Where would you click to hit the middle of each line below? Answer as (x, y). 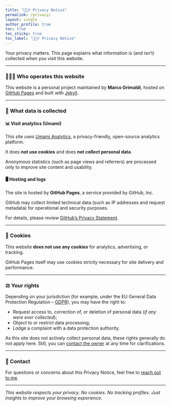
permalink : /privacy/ (28, 15)
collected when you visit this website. (45, 58)
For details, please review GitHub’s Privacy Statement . (62, 218)
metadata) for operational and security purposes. (57, 208)
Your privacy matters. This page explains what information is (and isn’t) (80, 53)
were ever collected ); (35, 317)
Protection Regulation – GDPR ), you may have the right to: (66, 302)
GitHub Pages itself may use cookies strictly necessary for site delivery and (84, 262)
